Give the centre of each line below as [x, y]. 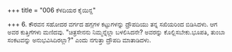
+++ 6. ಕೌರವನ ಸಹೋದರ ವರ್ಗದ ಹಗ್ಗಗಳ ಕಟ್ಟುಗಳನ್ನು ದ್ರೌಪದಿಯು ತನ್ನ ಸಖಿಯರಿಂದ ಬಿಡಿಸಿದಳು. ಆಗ [112, 24]
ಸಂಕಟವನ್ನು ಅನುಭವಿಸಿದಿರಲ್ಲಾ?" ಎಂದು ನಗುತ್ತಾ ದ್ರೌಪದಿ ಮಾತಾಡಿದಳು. [79, 40]
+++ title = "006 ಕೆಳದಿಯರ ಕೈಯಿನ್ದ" [52, 10]
